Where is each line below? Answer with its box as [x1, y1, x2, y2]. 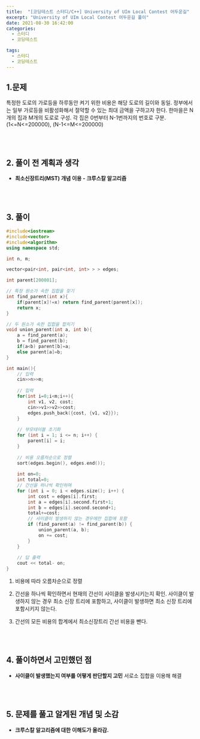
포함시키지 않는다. [14, 605, 57, 613]
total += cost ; [28, 510, 60, 516]
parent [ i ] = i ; [28, 438, 66, 444]
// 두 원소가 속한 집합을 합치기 [6, 321, 75, 327]
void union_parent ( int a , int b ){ [6, 327, 93, 333]
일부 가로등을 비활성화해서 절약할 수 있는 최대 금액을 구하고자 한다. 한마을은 [12, 107, 189, 114]
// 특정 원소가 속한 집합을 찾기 [6, 288, 75, 294]
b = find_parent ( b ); [17, 338, 68, 344]
